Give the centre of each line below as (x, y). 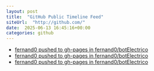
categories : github (30, 33)
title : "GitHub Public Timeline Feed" (55, 17)
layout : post (22, 11)
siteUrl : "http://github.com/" (46, 22)
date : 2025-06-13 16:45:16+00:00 (48, 28)
